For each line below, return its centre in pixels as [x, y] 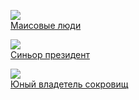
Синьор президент [50, 54]
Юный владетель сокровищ [69, 84]
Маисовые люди [46, 25]
